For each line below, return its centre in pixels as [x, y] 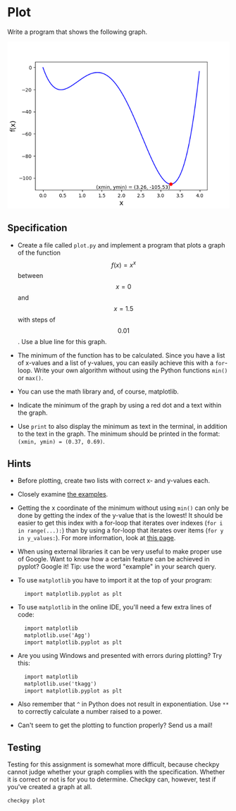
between [30, 276]
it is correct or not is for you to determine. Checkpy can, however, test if [112, 779]
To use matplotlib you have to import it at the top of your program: [115, 580]
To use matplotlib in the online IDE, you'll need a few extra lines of [114, 607]
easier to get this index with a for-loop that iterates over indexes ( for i [120, 523]
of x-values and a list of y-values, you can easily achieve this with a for [121, 363]
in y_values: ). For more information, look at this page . [97, 538]
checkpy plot [26, 801]
